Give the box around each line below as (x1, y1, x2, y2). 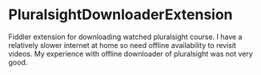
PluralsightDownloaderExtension (8, 6, 234, 24)
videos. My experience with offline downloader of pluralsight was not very (8, 49, 254, 58)
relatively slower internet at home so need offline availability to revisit (8, 40, 236, 49)
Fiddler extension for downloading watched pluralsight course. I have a (8, 32, 243, 41)
